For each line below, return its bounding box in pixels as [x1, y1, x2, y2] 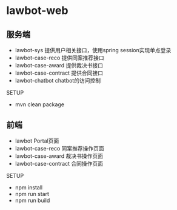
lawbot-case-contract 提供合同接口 [15, 69, 104, 76]
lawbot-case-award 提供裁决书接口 [15, 62, 103, 69]
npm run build [15, 197, 50, 204]
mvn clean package [15, 101, 65, 108]
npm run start [15, 190, 50, 197]
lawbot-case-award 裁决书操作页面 [15, 152, 103, 160]
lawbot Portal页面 [15, 137, 59, 144]
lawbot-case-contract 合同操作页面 [15, 160, 104, 167]
